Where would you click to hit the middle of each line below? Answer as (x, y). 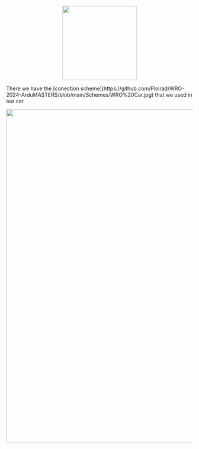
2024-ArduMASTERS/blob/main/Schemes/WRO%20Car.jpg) (80, 95)
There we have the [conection (43, 88)
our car (15, 101)
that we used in (174, 95)
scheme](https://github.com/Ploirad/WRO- (132, 88)
